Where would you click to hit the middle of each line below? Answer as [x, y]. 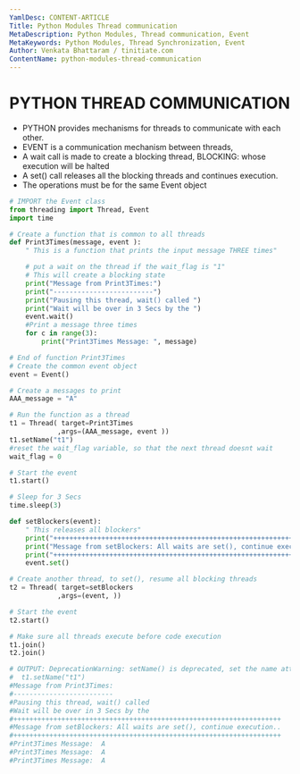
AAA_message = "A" [43, 399]
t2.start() [29, 620]
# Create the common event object [74, 366]
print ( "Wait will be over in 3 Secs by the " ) [113, 308]
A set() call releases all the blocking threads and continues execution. [150, 175]
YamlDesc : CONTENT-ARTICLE [59, 17]
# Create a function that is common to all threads [107, 234]
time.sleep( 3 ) [36, 506]
